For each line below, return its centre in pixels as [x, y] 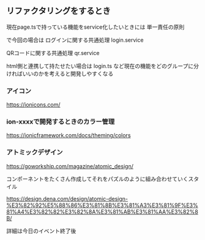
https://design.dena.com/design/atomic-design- [67, 198]
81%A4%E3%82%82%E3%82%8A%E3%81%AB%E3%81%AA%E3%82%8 [102, 212]
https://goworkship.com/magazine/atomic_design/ [70, 166]
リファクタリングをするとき [59, 11]
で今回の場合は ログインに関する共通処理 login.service [75, 40]
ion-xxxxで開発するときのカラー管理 [61, 122]
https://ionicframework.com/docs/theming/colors [69, 135]
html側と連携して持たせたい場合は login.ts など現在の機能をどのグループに [100, 66]
